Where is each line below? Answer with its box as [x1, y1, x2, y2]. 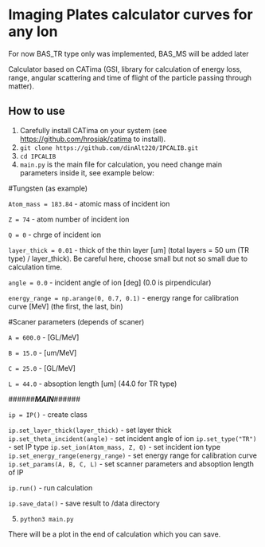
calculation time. [8, 262, 62, 272]
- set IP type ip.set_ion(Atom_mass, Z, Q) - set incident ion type [8, 442, 221, 451]
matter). [8, 81, 34, 91]
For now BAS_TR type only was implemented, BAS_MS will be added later [8, 49, 249, 58]
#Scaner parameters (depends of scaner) [8, 317, 145, 326]
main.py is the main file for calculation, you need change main [19, 159, 223, 169]
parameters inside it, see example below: [19, 167, 155, 177]
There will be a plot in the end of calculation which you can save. [8, 529, 221, 539]
